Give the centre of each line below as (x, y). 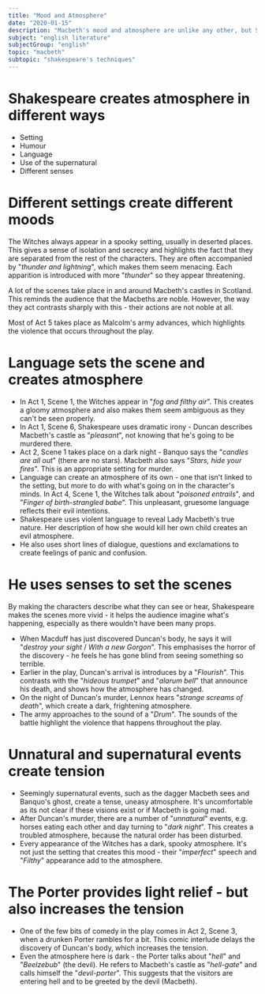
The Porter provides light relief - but (128, 892)
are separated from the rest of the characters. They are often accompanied (130, 258)
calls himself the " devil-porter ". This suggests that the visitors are (126, 973)
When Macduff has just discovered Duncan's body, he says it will (125, 638)
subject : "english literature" (60, 38)
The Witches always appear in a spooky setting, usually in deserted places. (131, 241)
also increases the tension (96, 909)
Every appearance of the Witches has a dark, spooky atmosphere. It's (133, 843)
